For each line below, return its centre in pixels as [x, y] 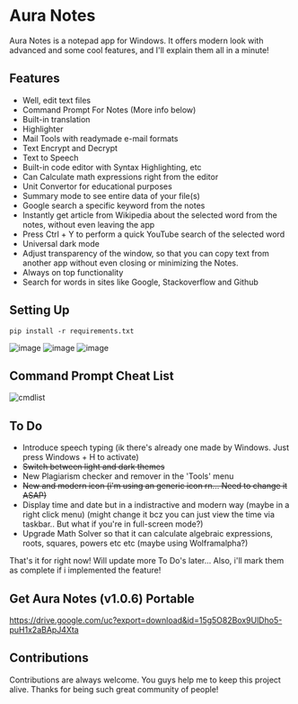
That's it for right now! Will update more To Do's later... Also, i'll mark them [147, 561]
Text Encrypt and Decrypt [70, 148]
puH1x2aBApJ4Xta [44, 630]
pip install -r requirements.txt [72, 331]
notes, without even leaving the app [88, 224]
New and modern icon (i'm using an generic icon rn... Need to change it [155, 486]
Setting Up [39, 310]
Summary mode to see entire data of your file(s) [111, 195]
